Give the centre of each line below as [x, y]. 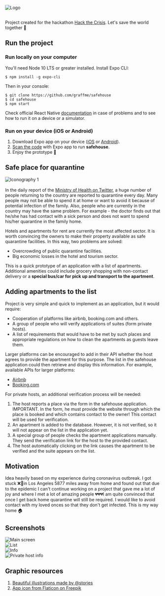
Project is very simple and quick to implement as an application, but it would [82, 304]
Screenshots [25, 528]
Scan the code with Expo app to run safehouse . [61, 147]
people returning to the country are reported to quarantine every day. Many [82, 195]
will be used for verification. [40, 420]
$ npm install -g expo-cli [33, 77]
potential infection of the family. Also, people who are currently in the [75, 206]
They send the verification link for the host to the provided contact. [80, 440]
